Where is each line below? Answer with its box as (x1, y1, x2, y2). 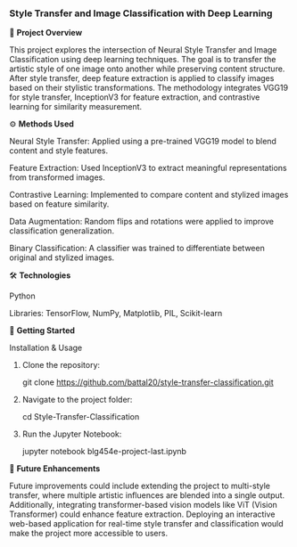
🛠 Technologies (9, 270, 71, 281)
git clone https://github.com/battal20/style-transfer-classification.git (21, 377, 274, 388)
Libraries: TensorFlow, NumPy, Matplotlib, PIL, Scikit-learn (9, 308, 223, 319)
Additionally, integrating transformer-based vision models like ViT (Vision (9, 500, 278, 510)
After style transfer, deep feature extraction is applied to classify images (9, 73, 275, 84)
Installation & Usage (9, 342, 83, 354)
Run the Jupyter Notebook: (21, 429, 122, 439)
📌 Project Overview (9, 28, 83, 38)
